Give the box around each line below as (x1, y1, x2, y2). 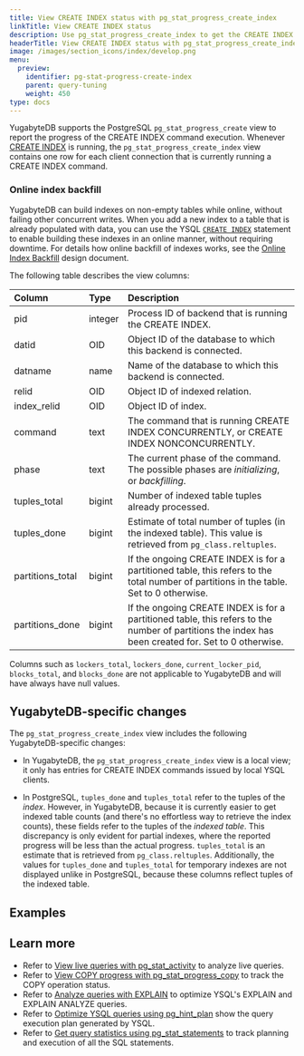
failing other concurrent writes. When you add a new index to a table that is (9, 214, 290, 225)
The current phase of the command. (128, 451, 281, 464)
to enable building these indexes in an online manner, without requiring (9, 233, 273, 244)
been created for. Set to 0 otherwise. (128, 635, 284, 648)
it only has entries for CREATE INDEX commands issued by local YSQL (22, 765, 285, 776)
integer (89, 312, 119, 325)
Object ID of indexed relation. (128, 384, 252, 397)
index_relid (14, 400, 61, 412)
